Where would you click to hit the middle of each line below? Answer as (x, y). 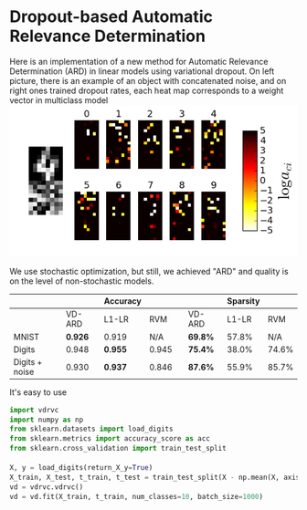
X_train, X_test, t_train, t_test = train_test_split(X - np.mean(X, (145, 477)
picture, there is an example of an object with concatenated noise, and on (148, 80)
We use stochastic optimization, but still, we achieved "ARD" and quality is (149, 271)
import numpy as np (47, 420)
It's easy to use (38, 392)
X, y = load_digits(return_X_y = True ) (81, 467)
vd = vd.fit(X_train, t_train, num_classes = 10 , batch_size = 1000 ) (136, 496)
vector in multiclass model (59, 100)
